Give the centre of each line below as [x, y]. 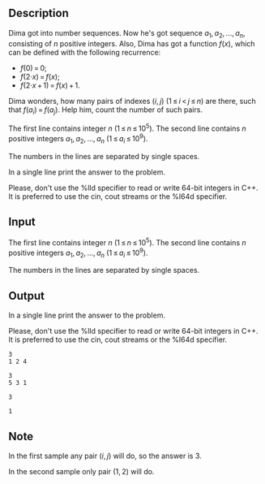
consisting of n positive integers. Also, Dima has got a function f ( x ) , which [132, 43]
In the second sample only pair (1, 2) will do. [81, 472]
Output [26, 296]
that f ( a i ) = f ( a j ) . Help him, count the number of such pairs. [105, 110]
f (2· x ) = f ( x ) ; [40, 76]
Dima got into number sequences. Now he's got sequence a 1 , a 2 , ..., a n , [127, 34]
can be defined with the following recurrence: [85, 52]
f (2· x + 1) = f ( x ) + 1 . [50, 85]
